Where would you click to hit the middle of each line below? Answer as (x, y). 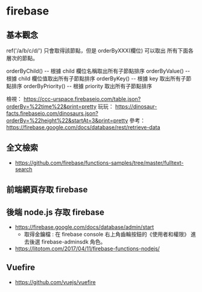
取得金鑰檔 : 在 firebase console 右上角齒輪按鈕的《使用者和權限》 (107, 235)
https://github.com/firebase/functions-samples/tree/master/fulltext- (99, 163)
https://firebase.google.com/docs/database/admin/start (84, 227)
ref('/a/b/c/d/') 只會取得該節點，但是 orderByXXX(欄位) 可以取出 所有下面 (97, 50)
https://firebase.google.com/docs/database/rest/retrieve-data (84, 127)
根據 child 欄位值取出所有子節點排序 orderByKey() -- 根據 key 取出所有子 (96, 79)
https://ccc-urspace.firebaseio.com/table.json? (82, 99)
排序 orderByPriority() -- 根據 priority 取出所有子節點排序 (82, 86)
